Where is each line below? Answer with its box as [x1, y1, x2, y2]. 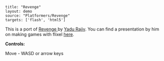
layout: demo [5, 9, 32, 14]
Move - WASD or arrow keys [5, 51, 64, 56]
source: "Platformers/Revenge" [5, 13, 70, 18]
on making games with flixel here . [5, 31, 74, 37]
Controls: [5, 41, 25, 47]
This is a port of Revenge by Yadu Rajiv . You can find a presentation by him [5, 26, 160, 32]
